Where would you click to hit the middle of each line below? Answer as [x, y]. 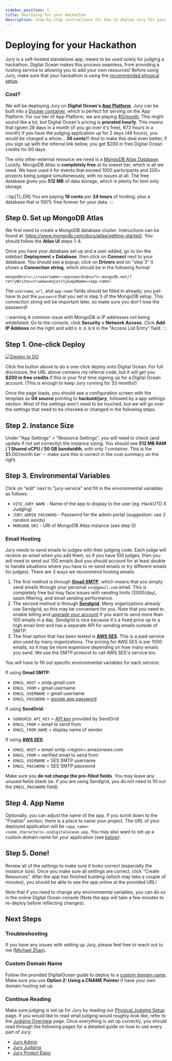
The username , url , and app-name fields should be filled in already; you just [83, 291]
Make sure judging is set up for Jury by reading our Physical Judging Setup [85, 1010]
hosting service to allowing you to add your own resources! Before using [82, 70]
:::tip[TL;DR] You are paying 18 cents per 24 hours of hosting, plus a [78, 196]
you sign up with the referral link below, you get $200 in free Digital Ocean [84, 144]
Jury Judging [27, 1048]
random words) [29, 520]
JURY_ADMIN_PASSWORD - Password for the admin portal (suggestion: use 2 [89, 515]
